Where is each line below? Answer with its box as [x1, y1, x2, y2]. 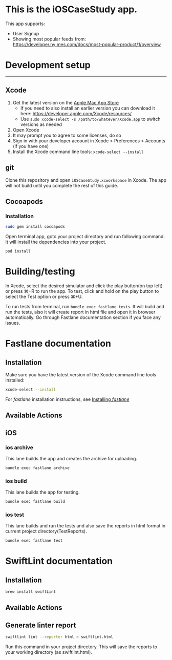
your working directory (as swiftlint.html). [5, 649, 92, 655]
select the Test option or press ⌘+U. [5, 293, 83, 300]
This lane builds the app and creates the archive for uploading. [5, 455, 137, 461]
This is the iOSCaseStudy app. [5, 4, 138, 15]
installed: [5, 377, 25, 383]
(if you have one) [12, 143, 49, 149]
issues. [5, 320, 20, 326]
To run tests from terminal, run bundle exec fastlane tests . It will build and [5, 304, 165, 309]
